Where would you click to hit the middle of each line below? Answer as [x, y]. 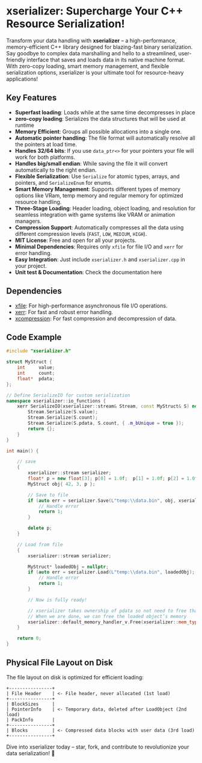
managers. [28, 221]
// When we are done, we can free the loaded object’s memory [107, 616]
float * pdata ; [36, 378]
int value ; [36, 368]
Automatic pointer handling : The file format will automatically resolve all [105, 138]
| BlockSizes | [31, 704]
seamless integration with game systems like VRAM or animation [95, 214]
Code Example [34, 337]
